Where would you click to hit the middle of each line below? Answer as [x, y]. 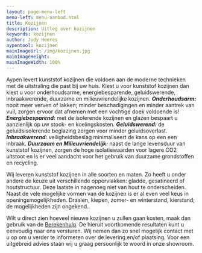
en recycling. [22, 163]
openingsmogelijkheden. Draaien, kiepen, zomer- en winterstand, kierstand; [100, 200]
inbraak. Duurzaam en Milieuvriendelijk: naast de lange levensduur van [96, 143]
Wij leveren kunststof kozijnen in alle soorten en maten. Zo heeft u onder [96, 174]
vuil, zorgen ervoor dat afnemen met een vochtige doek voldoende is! [93, 111]
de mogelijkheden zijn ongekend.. [48, 206]
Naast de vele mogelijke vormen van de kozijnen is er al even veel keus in [97, 193]
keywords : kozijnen [31, 34]
